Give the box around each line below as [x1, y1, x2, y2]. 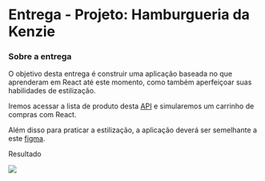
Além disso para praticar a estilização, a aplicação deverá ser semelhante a [8, 125, 258, 135]
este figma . [8, 134, 46, 144]
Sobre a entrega [8, 51, 72, 62]
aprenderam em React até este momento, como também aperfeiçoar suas [8, 77, 252, 87]
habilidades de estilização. [8, 86, 96, 96]
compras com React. [8, 110, 77, 120]
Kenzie [8, 22, 56, 41]
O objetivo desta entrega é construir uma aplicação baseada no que [8, 69, 233, 79]
